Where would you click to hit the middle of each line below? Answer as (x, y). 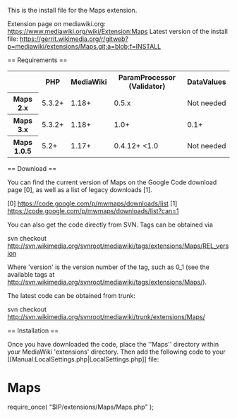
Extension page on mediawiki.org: (56, 24)
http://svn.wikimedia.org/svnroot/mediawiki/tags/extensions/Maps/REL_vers (118, 246)
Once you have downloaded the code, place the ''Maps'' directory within (113, 344)
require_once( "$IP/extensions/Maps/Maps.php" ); (80, 407)
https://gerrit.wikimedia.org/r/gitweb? (74, 39)
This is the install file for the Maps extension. (72, 10)
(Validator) (147, 86)
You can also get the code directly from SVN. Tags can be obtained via (110, 225)
